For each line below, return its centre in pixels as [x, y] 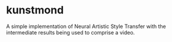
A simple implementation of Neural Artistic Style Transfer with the [86, 26]
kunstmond [35, 10]
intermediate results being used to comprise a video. [71, 32]
